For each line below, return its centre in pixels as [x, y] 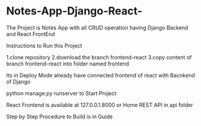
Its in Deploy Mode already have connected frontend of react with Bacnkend [100, 75]
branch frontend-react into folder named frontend [68, 64]
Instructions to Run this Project [44, 46]
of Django [19, 82]
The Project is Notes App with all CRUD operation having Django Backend [97, 28]
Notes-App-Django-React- [74, 11]
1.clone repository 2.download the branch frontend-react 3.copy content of [99, 57]
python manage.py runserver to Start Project [61, 93]
